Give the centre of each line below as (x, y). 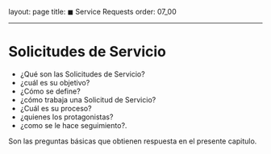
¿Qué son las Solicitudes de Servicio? (82, 74)
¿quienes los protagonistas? (67, 117)
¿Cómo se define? (50, 91)
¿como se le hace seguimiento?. (73, 125)
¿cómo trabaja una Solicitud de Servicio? (88, 99)
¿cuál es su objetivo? (55, 82)
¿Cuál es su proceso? (56, 108)
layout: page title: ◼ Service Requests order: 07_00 (92, 12)
